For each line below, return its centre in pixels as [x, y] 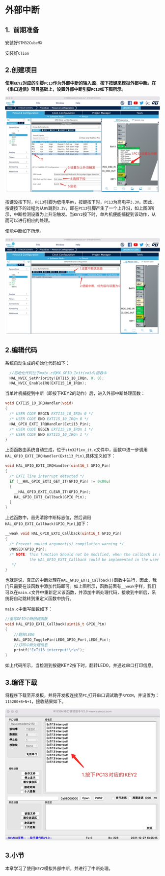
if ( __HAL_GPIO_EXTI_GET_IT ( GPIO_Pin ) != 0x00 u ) [60, 481]
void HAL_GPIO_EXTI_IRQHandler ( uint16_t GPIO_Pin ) [58, 466]
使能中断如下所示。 [25, 231]
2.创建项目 [21, 70]
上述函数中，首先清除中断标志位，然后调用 [48, 518]
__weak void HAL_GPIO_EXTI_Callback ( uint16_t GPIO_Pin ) [63, 534]
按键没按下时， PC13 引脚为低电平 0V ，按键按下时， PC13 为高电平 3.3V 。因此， [81, 202]
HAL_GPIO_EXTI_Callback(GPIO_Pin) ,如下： [47, 524]
